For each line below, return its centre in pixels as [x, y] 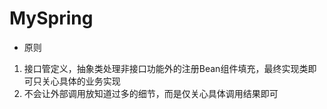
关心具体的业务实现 [81, 81]
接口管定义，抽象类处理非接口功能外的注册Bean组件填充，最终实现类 [166, 68]
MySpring [51, 18]
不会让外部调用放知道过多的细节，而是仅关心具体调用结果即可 [151, 93]
